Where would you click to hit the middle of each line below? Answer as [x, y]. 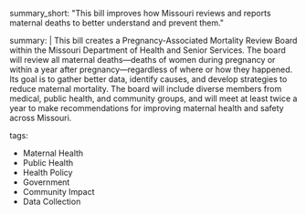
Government [46, 182]
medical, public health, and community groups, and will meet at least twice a [153, 98]
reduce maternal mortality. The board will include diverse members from [146, 89]
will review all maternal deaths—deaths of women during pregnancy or [142, 60]
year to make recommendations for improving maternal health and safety [147, 108]
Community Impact [58, 192]
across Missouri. [41, 118]
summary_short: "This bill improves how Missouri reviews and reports [140, 13]
